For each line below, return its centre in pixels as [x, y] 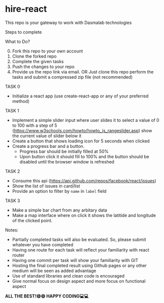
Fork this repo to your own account [47, 51]
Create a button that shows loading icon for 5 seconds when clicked [81, 141]
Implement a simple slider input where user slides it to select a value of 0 [86, 120]
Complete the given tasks [38, 61]
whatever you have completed [43, 245]
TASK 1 [12, 111]
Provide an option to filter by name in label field [59, 191]
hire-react [26, 9]
